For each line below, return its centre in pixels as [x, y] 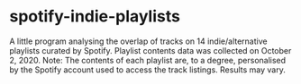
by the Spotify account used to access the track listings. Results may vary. [147, 70]
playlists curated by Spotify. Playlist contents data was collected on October [150, 50]
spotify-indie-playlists [95, 17]
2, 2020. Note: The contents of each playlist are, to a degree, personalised [148, 60]
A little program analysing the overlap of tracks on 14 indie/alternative [138, 41]
